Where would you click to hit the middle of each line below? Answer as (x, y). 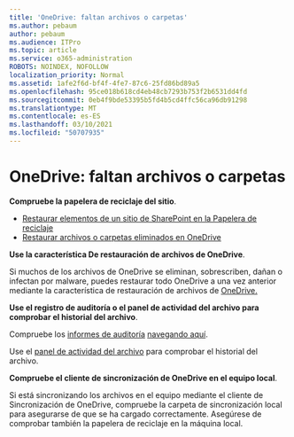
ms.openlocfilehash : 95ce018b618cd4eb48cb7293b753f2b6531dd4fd (128, 91)
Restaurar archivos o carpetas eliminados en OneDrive (121, 237)
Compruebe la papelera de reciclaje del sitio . (93, 201)
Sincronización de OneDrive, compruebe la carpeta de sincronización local (146, 404)
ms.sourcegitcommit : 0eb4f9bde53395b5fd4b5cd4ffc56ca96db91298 (128, 100)
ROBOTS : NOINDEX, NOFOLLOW (59, 67)
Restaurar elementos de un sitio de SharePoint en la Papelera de (139, 218)
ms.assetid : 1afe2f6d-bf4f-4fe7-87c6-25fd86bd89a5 (104, 83)
